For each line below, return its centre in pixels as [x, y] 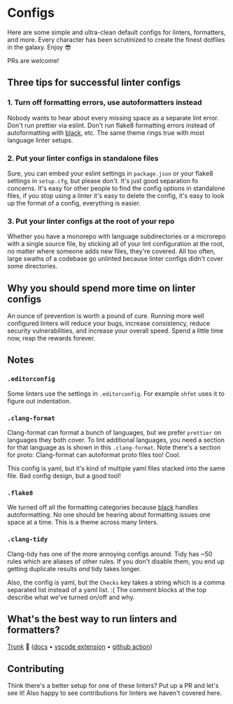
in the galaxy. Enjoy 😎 [39, 47]
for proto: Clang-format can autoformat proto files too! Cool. [94, 455]
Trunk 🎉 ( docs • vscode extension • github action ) [80, 647]
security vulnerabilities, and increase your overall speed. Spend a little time [115, 331]
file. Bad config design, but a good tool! [64, 476]
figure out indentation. [39, 401]
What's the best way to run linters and [92, 619]
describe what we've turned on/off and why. [71, 597]
